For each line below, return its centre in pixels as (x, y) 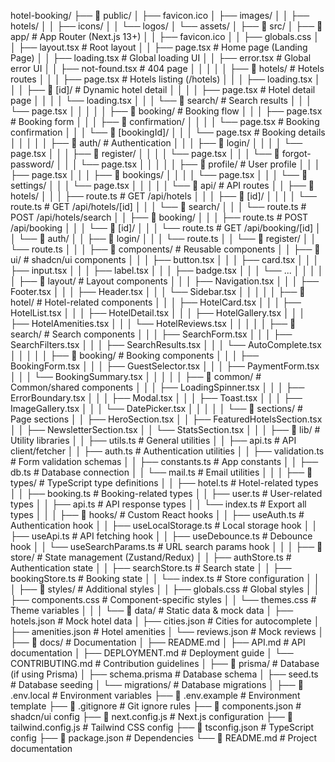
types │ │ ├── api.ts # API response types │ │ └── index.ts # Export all (158, 504)
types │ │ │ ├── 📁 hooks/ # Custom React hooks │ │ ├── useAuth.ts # (157, 514)
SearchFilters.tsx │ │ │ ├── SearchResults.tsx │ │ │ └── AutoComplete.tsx (166, 344)
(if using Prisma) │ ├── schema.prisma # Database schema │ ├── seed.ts (164, 674)
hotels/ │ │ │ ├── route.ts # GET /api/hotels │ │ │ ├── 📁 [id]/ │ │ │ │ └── (164, 196)
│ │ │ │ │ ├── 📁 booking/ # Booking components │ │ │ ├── (135, 355)
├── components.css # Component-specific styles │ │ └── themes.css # (163, 599)
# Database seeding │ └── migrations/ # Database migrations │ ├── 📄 (157, 684)
